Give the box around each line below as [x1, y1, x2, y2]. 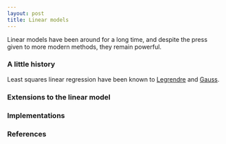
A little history [7, 60, 56, 69]
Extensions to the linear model [7, 92, 111, 101]
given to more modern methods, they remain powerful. [7, 43, 162, 51]
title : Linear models [7, 16, 69, 23]
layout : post [7, 10, 45, 17]
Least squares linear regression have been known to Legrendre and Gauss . [7, 75, 220, 83]
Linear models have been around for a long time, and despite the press [7, 35, 208, 43]
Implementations [7, 110, 65, 120]
